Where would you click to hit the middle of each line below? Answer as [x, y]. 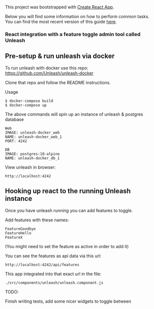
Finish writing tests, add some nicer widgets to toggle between [68, 301]
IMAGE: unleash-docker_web [32, 133]
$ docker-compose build [29, 101]
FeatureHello [18, 233]
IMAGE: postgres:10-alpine [32, 154]
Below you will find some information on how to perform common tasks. [77, 16]
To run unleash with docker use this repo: [47, 68]
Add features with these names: [37, 220]
